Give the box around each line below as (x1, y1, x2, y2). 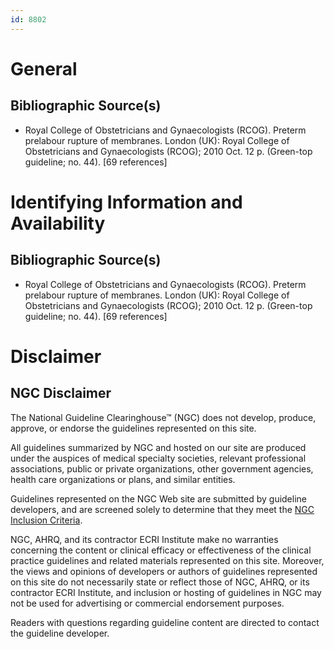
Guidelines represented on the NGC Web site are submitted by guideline (10, 492, 307, 505)
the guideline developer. (10, 627, 110, 639)
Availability (10, 212, 106, 235)
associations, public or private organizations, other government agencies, (10, 462, 314, 475)
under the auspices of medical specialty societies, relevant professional (10, 452, 307, 464)
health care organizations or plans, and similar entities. (10, 473, 236, 485)
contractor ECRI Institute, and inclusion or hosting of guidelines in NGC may (10, 586, 322, 598)
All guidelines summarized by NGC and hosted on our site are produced (10, 441, 307, 453)
